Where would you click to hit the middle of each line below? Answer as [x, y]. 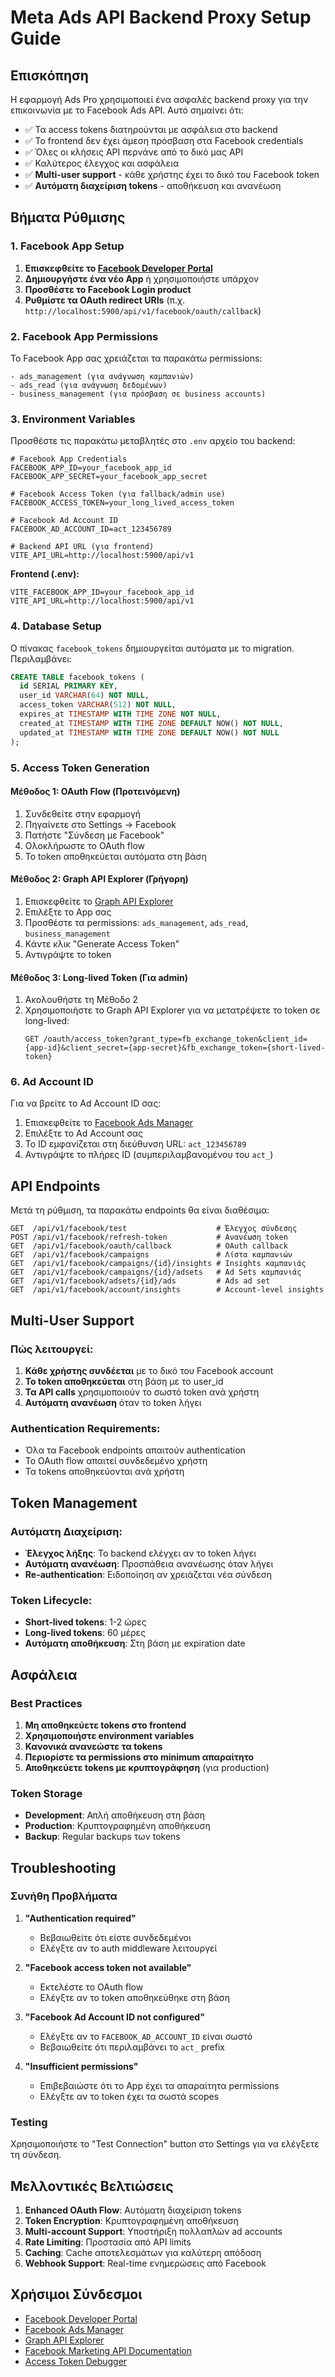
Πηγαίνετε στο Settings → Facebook [100, 824]
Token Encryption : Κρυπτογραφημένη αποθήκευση [131, 2220]
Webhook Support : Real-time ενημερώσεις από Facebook [145, 2263]
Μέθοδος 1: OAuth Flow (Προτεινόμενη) [95, 792]
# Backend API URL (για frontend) [82, 547]
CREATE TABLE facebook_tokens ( [77, 677]
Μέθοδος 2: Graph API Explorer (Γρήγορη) [99, 879]
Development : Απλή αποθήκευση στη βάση [115, 1815]
